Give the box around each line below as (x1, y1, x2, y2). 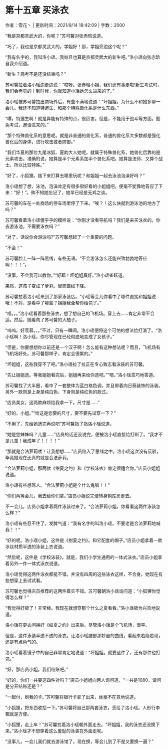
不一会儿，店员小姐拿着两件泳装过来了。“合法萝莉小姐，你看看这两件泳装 (5, 503, 156, 509)
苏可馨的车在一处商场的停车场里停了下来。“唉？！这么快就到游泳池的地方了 (5, 200, 161, 206)
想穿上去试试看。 (9, 577, 45, 583)
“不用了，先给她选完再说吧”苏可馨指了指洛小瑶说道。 (5, 421, 114, 427)
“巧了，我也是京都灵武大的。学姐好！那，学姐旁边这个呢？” (5, 43, 127, 49)
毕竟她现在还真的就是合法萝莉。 (5, 454, 71, 460)
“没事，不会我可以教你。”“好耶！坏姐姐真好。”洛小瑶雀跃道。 (5, 272, 127, 278)
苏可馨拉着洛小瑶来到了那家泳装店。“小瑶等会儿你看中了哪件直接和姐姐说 (5, 293, 156, 299)
